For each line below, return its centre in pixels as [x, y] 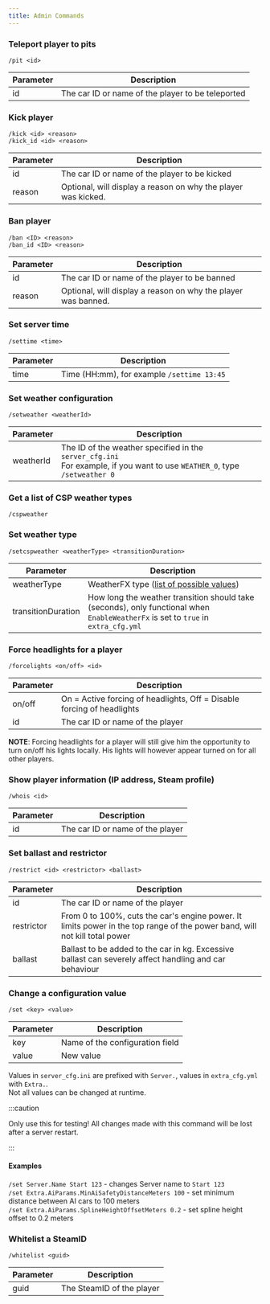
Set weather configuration [61, 398]
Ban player [30, 221]
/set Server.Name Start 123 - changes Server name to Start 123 [117, 1184]
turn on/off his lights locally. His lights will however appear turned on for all [132, 750]
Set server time [39, 325]
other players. [31, 759]
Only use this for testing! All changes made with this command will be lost [131, 1123]
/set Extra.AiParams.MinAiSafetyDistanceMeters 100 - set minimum [121, 1193]
